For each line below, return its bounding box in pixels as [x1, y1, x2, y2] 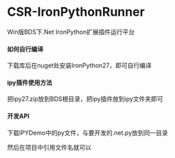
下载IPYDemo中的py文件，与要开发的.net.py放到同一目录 [7, 128, 168, 137]
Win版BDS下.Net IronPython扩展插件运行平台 [7, 27, 135, 36]
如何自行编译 [7, 45, 43, 53]
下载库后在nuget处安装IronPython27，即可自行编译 [7, 61, 152, 69]
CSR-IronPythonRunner [7, 4, 145, 20]
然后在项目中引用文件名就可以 [7, 143, 91, 151]
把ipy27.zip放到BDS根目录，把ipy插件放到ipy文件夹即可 [7, 95, 163, 103]
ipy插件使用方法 [7, 78, 53, 87]
